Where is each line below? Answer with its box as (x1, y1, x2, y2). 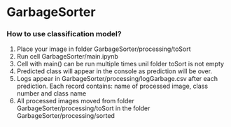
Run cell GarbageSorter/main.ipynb (16, 52, 118, 61)
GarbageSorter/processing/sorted (16, 112, 115, 120)
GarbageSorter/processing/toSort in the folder (16, 104, 150, 112)
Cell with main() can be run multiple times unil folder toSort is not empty (16, 60, 225, 68)
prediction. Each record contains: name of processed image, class (16, 82, 208, 91)
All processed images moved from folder (16, 97, 134, 105)
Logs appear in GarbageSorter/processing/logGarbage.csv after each (16, 75, 218, 83)
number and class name (16, 89, 87, 98)
